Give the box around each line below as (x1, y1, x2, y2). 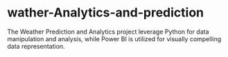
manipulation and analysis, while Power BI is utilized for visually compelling (7, 34, 222, 43)
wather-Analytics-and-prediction (7, 5, 204, 21)
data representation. (7, 42, 65, 50)
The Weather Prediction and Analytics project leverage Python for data (7, 27, 209, 36)
